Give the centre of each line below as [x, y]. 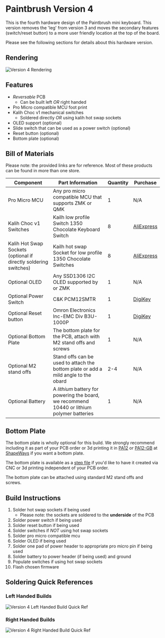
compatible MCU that [77, 197]
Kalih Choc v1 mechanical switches [48, 112]
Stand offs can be [73, 357]
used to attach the [74, 363]
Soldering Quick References [49, 582]
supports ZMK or [72, 203]
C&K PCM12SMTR [74, 299]
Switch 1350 [68, 224]
